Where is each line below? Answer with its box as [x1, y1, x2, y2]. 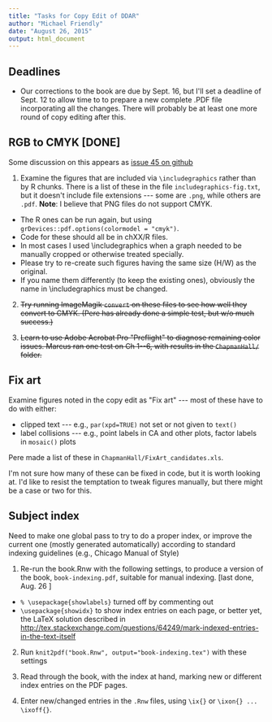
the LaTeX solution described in [19, 614, 126, 624]
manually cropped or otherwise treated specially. [19, 249, 184, 259]
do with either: [8, 403, 57, 413]
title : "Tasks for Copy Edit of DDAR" [8, 11, 140, 20]
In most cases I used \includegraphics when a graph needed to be [19, 241, 242, 250]
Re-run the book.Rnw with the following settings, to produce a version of [19, 563, 264, 573]
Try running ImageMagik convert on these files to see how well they [19, 299, 248, 309]
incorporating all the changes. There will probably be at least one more [19, 103, 257, 114]
